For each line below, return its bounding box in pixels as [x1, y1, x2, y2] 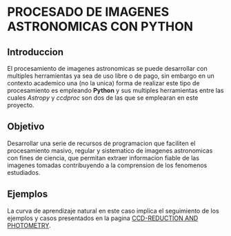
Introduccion [7, 46, 64, 58]
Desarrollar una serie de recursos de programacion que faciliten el [7, 139, 196, 147]
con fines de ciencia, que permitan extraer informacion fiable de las [7, 153, 200, 162]
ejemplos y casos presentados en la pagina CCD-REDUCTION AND [7, 214, 199, 222]
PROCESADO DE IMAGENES [7, 4, 170, 20]
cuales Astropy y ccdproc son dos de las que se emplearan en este [7, 94, 199, 102]
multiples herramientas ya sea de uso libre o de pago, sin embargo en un [7, 72, 215, 80]
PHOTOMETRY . [7, 221, 51, 229]
